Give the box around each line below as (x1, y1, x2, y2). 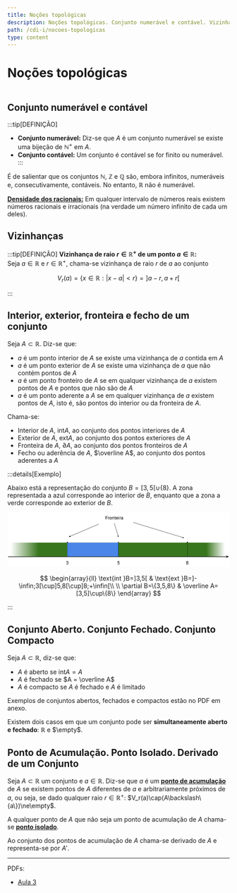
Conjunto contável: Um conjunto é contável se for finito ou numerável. (17, 150, 224, 159)
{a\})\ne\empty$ (7, 801, 54, 810)
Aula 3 (17, 877, 37, 886)
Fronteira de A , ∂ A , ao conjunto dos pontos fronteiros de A (17, 442, 188, 450)
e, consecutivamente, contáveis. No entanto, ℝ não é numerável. (7, 180, 195, 189)
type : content (7, 34, 49, 41)
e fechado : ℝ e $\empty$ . (7, 726, 83, 734)
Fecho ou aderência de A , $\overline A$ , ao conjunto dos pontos (17, 449, 206, 457)
